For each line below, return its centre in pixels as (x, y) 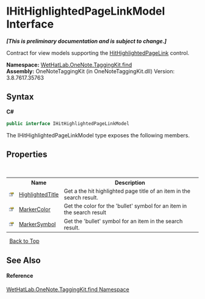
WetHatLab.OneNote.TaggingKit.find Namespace (68, 289)
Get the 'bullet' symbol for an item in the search (123, 221)
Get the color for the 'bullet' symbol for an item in (125, 206)
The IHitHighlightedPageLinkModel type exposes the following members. (98, 135)
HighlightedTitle (39, 194)
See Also (23, 260)
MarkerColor (34, 209)
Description (130, 182)
